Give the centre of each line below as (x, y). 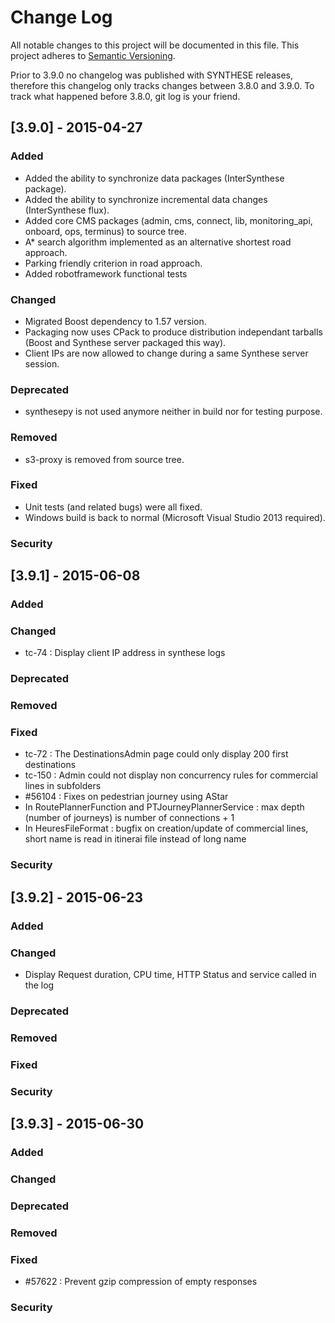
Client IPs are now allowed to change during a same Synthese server (166, 353)
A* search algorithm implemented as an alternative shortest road (158, 242)
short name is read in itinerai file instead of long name (135, 839)
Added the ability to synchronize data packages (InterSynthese (154, 178)
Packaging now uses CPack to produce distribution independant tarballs (173, 332)
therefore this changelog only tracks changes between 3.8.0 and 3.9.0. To (162, 85)
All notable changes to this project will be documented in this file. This (155, 45)
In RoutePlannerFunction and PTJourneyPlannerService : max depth (164, 807)
